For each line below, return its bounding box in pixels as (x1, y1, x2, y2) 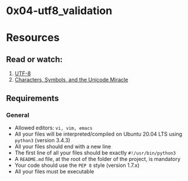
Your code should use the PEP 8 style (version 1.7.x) (14, 162, 140, 169)
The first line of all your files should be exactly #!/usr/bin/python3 (14, 149, 176, 156)
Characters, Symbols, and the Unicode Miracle (14, 76, 128, 83)
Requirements (6, 93, 59, 103)
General (6, 110, 29, 119)
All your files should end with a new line (14, 143, 111, 150)
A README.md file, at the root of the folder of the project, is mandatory (14, 155, 181, 162)
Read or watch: (6, 54, 63, 64)
